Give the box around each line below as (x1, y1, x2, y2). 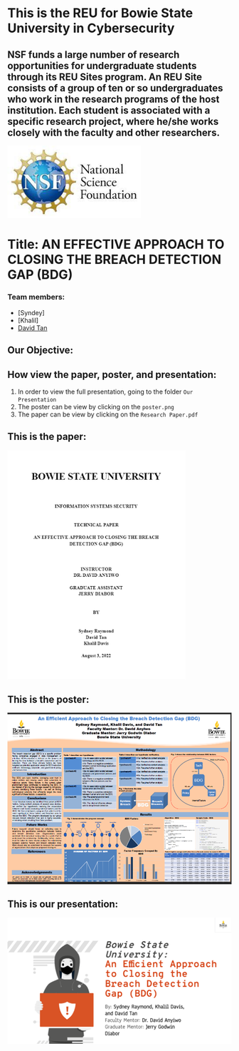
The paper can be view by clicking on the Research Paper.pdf (17, 410, 198, 419)
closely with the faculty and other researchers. (7, 126, 221, 138)
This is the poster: (7, 693, 90, 705)
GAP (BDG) (7, 267, 73, 283)
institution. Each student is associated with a (7, 104, 211, 116)
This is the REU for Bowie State (7, 5, 193, 21)
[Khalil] (17, 316, 39, 324)
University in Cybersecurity (7, 20, 175, 36)
